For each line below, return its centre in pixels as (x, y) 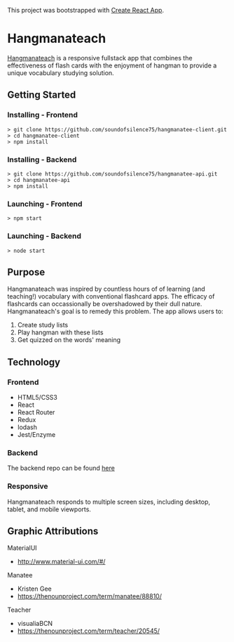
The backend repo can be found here (61, 468)
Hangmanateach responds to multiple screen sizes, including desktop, (109, 502)
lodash (27, 427)
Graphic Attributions (53, 531)
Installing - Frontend (43, 115)
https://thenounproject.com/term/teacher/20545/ (88, 631)
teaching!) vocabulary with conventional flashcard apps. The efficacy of (111, 296)
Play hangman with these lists (60, 332)
